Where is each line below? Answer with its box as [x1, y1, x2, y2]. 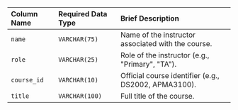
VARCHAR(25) [58, 56, 99, 63]
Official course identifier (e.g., [120, 71, 220, 80]
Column [11, 9, 38, 18]
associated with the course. [120, 39, 212, 48]
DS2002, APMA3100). [120, 79, 197, 89]
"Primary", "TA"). [120, 60, 177, 69]
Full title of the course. [120, 92, 195, 101]
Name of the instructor [120, 30, 196, 40]
